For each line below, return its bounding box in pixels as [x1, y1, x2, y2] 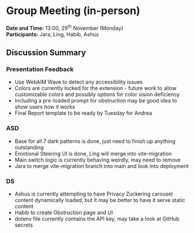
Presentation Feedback [6, 65, 74, 73]
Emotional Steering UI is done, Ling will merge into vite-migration [14, 150, 172, 157]
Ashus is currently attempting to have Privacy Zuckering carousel [14, 190, 173, 197]
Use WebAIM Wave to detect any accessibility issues [14, 78, 143, 85]
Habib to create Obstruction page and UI [14, 209, 113, 216]
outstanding [14, 143, 44, 150]
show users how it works [14, 104, 75, 111]
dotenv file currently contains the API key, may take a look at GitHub [14, 215, 180, 222]
